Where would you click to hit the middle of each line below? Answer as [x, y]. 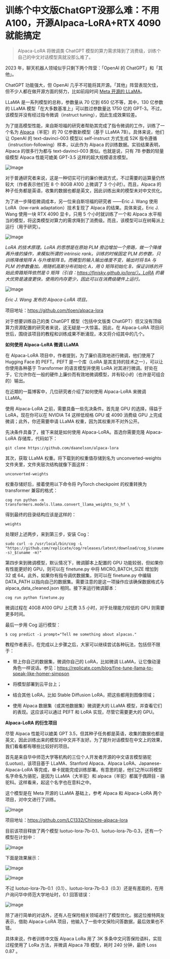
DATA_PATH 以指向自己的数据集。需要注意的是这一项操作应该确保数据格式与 [85, 582]
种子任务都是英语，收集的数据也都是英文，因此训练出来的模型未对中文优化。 [85, 190]
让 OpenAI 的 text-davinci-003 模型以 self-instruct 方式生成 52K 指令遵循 [81, 138]
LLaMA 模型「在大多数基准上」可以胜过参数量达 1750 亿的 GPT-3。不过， [88, 108]
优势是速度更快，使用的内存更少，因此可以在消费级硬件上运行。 [76, 279]
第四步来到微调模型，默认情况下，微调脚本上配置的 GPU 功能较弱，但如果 [82, 562]
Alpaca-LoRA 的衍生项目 [31, 723]
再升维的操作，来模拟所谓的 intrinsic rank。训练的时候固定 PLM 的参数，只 [83, 254]
